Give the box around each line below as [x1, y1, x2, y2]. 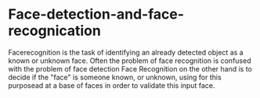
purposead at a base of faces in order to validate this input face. [8, 80, 215, 90]
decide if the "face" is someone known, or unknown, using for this [8, 72, 222, 82]
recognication [8, 22, 102, 40]
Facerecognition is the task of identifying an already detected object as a [8, 47, 244, 57]
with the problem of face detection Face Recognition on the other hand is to [8, 64, 253, 73]
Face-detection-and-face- [8, 5, 185, 23]
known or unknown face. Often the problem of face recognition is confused [8, 56, 251, 65]
